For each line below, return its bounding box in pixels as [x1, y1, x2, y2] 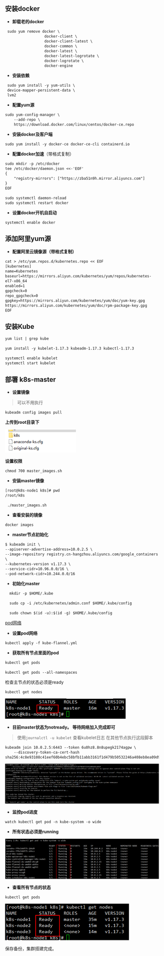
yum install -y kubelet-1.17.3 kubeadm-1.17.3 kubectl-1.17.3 [5, 346, 134, 351]
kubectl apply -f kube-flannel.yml [5, 641, 78, 646]
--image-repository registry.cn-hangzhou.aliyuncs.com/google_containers [5, 552, 159, 557]
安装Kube [5, 322, 35, 331]
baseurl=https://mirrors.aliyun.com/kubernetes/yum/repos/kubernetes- [5, 273, 152, 278]
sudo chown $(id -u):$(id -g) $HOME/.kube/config [9, 611, 112, 616]
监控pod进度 [12, 809, 38, 815]
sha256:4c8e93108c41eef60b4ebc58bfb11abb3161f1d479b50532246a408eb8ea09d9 [5, 755, 161, 760]
